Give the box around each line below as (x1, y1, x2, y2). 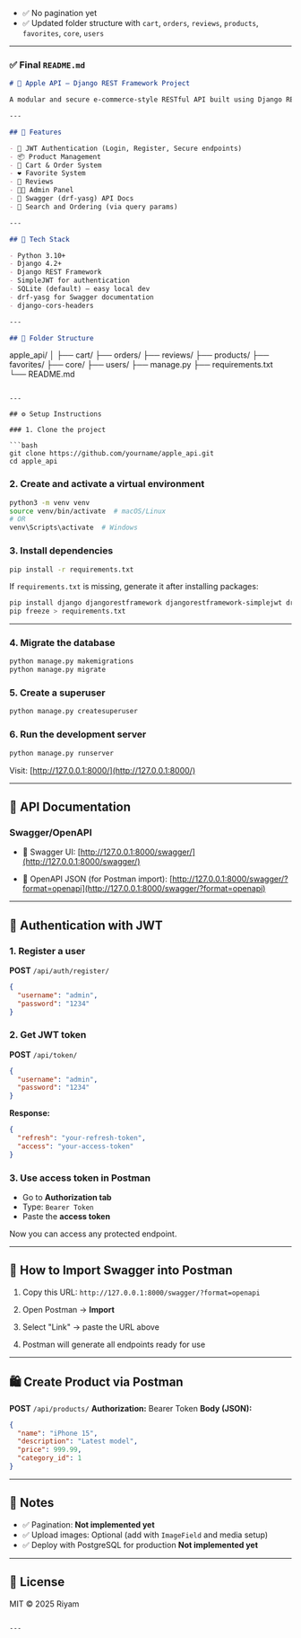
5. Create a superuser (9, 686, 106, 699)
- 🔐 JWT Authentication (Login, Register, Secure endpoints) (9, 144, 243, 153)
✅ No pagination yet (21, 8, 98, 18)
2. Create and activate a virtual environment (9, 478, 205, 491)
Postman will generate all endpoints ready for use (21, 1339, 206, 1350)
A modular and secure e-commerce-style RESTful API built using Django (9, 95, 282, 104)
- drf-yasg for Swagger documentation (9, 292, 154, 302)
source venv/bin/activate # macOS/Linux (9, 507, 167, 516)
